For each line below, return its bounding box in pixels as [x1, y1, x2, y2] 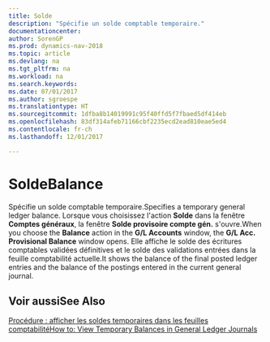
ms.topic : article [8, 50, 71, 58]
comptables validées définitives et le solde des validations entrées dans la [8, 245, 256, 254]
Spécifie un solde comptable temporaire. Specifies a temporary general [8, 201, 246, 211]
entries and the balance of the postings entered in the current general [8, 262, 242, 272]
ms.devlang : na [8, 58, 60, 66]
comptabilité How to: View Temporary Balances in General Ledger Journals [8, 324, 258, 334]
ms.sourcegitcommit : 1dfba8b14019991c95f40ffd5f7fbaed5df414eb [8, 110, 227, 119]
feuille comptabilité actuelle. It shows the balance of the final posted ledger [8, 253, 258, 263]
